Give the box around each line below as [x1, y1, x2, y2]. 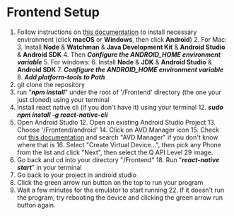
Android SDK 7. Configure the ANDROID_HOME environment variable [16, 65, 224, 74]
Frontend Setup [6, 4, 100, 21]
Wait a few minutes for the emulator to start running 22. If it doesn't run [16, 186, 225, 194]
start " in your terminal [16, 163, 82, 171]
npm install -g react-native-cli [16, 110, 108, 119]
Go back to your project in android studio [16, 171, 137, 179]
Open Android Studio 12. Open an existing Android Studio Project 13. [16, 118, 216, 126]
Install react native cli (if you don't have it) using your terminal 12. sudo [16, 103, 223, 111]
